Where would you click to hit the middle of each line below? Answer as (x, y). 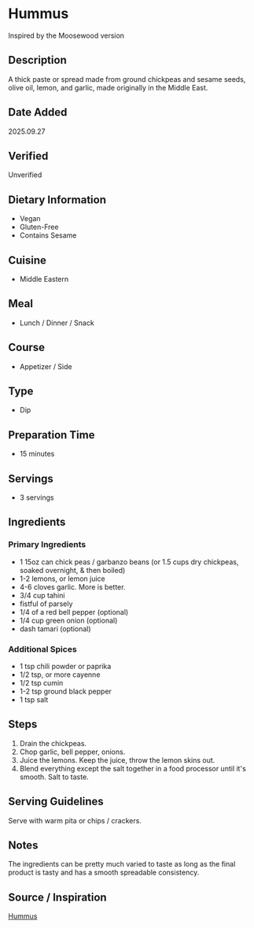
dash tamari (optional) (55, 629)
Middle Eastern (44, 279)
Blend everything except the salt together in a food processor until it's (133, 768)
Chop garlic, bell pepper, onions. (72, 752)
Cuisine (28, 260)
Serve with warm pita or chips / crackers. (75, 820)
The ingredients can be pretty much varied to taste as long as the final (122, 864)
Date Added (38, 112)
